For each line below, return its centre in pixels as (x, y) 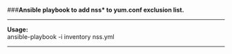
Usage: (18, 29)
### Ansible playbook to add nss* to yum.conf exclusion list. (96, 10)
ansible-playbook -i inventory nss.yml (61, 37)
